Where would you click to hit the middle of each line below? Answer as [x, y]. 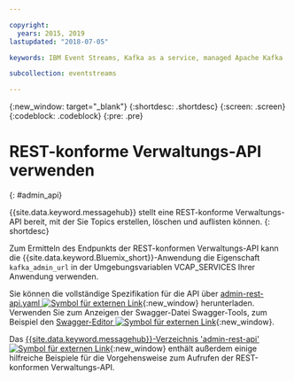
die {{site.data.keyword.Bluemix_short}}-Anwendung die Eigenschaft [135, 258]
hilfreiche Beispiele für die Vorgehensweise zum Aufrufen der [122, 358]
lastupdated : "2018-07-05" [59, 42]
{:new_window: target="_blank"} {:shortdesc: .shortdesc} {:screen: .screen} [147, 106]
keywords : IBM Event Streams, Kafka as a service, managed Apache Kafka [146, 58]
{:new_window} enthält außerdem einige [183, 349]
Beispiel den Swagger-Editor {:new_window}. [142, 322]
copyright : [29, 25]
